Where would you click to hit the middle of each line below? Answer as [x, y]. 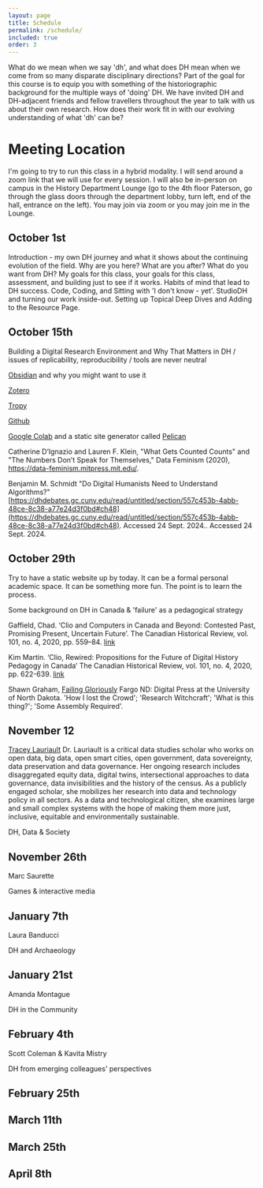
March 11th [35, 1121]
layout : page [30, 15]
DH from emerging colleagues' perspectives [80, 1068]
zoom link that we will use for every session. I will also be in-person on [123, 180]
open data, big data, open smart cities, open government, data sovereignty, [130, 758]
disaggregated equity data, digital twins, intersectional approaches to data [129, 775]
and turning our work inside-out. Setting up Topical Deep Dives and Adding [130, 299]
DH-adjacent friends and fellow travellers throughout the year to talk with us [131, 101]
